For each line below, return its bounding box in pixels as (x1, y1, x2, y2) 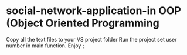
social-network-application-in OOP (6, 4, 182, 18)
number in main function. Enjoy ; (6, 42, 84, 49)
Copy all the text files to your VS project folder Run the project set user (6, 36, 177, 43)
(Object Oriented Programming (6, 16, 159, 30)
